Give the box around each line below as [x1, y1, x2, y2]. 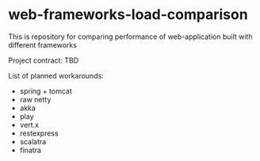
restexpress [19, 128, 59, 138]
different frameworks [8, 40, 78, 49]
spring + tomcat [19, 86, 73, 96]
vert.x [19, 120, 40, 129]
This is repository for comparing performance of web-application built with [8, 32, 253, 41]
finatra [19, 145, 42, 155]
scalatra [19, 136, 47, 146]
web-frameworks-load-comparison [8, 6, 248, 24]
